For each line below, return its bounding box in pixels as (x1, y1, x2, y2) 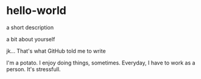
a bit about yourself (6, 35, 55, 43)
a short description (6, 24, 54, 31)
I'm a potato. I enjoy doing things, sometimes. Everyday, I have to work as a (6, 59, 196, 66)
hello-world (6, 4, 67, 18)
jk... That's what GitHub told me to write (6, 47, 106, 55)
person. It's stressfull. (6, 65, 61, 73)
